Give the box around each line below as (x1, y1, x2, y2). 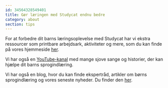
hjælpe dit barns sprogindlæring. (5, 62, 73, 68)
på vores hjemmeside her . (5, 46, 59, 52)
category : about (5, 17, 39, 22)
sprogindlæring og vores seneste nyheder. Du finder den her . (5, 77, 133, 83)
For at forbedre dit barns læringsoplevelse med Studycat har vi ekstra (5, 36, 151, 42)
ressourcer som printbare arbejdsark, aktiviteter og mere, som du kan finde (5, 41, 162, 47)
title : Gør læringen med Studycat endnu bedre (5, 12, 105, 17)
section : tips (5, 21, 35, 27)
